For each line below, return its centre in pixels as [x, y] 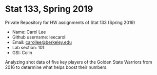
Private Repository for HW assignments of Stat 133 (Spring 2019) [70, 22]
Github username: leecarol [39, 37]
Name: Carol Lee [29, 32]
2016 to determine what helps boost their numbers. [57, 67]
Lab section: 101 [28, 47]
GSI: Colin [22, 53]
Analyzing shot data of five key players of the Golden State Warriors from [79, 62]
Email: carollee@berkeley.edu [42, 42]
